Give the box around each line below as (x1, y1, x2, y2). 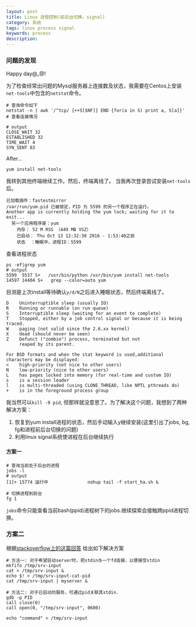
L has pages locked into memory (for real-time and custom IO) (6, 372, 172, 378)
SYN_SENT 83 (6, 145, 35, 151)
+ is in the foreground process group (6, 388, 109, 394)
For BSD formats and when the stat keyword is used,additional (6, 352, 164, 358)
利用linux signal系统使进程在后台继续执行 (14, 433, 114, 441)
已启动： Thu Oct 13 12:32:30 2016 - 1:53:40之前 (16, 233, 135, 239)
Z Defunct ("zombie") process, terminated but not (6, 336, 141, 342)
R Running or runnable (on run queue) (6, 305, 109, 312)
